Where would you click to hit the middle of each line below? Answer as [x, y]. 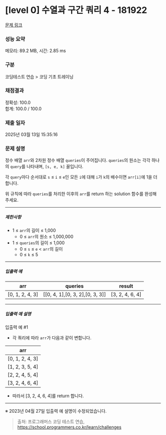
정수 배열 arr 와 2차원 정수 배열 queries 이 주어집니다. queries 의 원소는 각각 [78, 160]
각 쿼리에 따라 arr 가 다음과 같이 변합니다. [52, 338]
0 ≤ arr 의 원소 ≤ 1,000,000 [46, 237]
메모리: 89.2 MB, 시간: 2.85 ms [36, 51]
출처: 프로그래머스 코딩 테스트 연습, [51, 422]
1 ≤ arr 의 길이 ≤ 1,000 [34, 230]
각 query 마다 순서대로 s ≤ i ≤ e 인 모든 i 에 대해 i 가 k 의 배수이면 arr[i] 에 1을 [79, 177]
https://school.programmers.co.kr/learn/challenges [69, 427]
